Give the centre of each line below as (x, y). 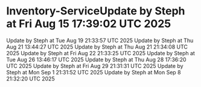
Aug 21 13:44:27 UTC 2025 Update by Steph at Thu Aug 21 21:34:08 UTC (97, 47)
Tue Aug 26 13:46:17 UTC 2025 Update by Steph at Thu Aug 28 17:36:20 (96, 59)
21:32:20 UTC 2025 (31, 79)
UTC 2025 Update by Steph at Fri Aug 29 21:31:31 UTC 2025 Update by (95, 66)
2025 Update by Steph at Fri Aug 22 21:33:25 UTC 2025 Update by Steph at (101, 53)
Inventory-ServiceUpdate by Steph (96, 11)
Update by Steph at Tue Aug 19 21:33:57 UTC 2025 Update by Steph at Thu (100, 40)
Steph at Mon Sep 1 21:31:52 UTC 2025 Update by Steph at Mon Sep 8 (94, 72)
